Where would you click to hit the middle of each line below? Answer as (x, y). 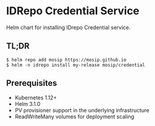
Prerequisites (32, 84)
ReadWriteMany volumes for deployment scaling (75, 116)
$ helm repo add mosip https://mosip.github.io (66, 60)
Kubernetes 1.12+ (36, 97)
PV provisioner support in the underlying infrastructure (82, 110)
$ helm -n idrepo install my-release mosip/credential (76, 65)
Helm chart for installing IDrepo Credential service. (69, 27)
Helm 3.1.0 (27, 104)
